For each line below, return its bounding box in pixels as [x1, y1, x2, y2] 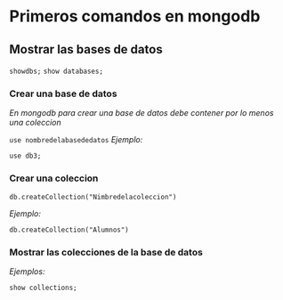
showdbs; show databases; [9, 67, 104, 76]
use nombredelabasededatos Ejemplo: [9, 134, 143, 145]
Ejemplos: [9, 265, 45, 277]
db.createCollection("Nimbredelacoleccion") [9, 192, 177, 201]
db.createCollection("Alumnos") [9, 225, 129, 234]
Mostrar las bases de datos [9, 42, 163, 57]
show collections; [9, 283, 77, 292]
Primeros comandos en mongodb [9, 6, 261, 27]
